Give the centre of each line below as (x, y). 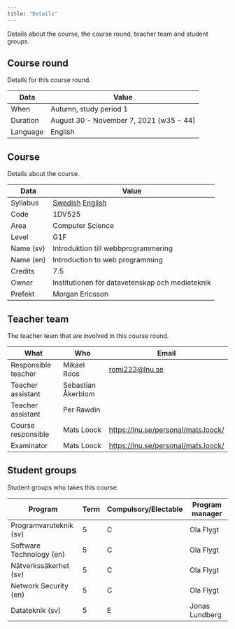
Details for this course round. (49, 80)
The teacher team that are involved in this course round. (88, 336)
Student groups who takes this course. (63, 487)
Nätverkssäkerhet (40, 565)
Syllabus (25, 203)
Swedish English (79, 203)
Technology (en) (38, 554)
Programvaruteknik (42, 525)
